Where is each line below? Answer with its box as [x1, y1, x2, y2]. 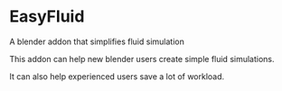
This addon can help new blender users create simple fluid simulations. [9, 53, 275, 64]
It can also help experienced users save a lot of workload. [9, 70, 225, 82]
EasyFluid [9, 6, 85, 27]
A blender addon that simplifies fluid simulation [9, 36, 185, 47]
